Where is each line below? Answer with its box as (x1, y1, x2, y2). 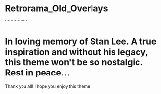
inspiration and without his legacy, (5, 47, 148, 57)
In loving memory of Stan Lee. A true (5, 36, 157, 47)
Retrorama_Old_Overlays (5, 3, 108, 14)
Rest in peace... (5, 67, 70, 78)
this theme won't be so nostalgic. (5, 57, 143, 68)
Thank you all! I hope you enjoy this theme (5, 83, 91, 89)
